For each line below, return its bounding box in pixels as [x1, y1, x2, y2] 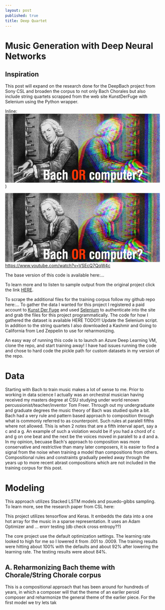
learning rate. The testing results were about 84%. [5, 549, 107, 555]
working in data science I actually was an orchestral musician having [5, 392, 144, 398]
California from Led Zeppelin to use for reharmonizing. [5, 328, 115, 334]
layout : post [5, 8, 32, 13]
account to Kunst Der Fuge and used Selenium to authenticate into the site [5, 307, 156, 313]
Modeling [5, 482, 45, 493]
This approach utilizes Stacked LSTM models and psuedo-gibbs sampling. [5, 498, 156, 504]
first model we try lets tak [5, 600, 57, 606]
